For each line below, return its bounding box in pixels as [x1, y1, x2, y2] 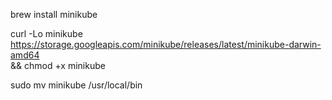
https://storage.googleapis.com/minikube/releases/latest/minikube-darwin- [10, 39, 322, 50]
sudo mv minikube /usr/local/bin [10, 79, 143, 91]
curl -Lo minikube [10, 28, 83, 39]
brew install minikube [10, 9, 98, 20]
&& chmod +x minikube [10, 60, 106, 71]
